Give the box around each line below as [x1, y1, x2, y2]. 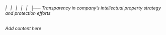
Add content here [5, 26, 42, 32]
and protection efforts [5, 10, 51, 16]
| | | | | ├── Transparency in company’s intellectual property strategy [5, 5, 161, 11]
